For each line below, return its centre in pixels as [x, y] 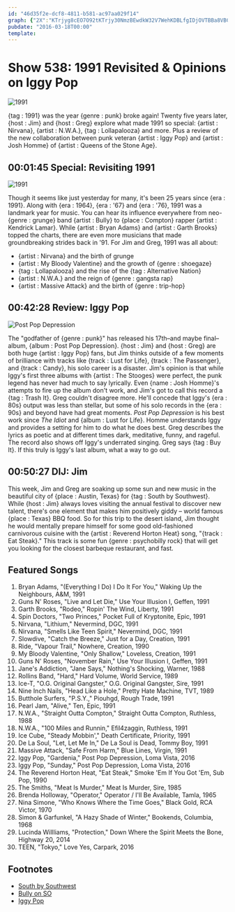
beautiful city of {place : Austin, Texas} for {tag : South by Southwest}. [109, 496]
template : [22, 33]
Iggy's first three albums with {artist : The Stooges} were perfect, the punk [115, 375]
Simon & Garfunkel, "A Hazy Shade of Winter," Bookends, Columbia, [115, 818]
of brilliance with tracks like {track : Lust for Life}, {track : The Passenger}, [115, 360]
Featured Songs [43, 570]
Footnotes [30, 869]
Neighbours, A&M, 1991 [52, 594]
